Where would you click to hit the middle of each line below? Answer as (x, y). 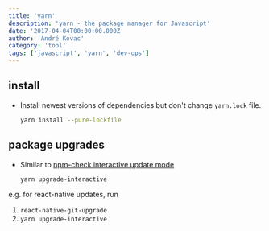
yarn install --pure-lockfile (71, 120)
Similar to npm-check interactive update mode (97, 164)
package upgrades (56, 145)
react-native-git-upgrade (63, 211)
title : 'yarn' (32, 16)
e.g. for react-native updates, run (63, 195)
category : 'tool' (37, 46)
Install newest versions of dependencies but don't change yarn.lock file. (141, 105)
